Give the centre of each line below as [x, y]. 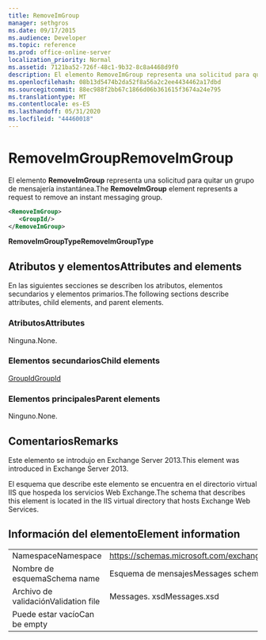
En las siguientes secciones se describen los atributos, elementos [116, 286]
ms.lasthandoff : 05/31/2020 [55, 112]
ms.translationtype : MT [47, 97]
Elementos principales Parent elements [84, 399]
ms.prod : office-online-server [60, 52]
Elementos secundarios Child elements [84, 360]
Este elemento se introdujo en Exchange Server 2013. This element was [124, 460]
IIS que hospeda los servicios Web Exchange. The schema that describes [127, 492]
